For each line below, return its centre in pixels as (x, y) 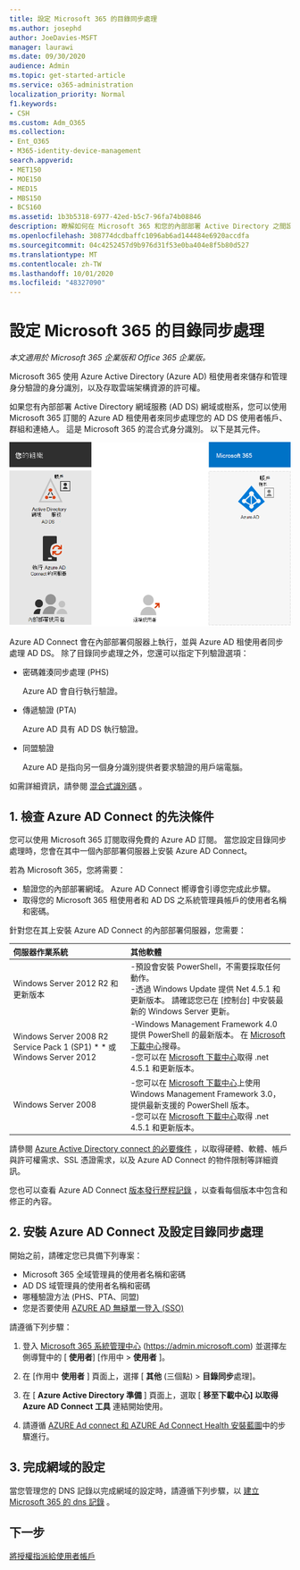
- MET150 (25, 170)
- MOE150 (25, 179)
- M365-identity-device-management (75, 151)
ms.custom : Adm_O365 (48, 122)
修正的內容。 (33, 1202)
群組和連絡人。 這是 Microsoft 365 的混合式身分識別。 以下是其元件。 (137, 429)
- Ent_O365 (29, 142)
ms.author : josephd (46, 28)
